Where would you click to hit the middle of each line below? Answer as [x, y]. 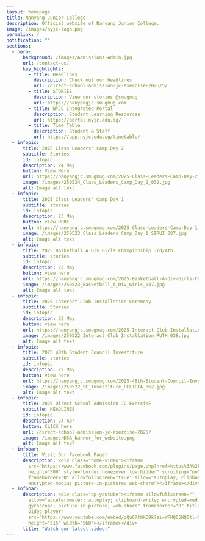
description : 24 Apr [49, 421]
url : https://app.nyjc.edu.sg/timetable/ [87, 137]
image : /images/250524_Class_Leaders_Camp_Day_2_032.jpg [96, 183]
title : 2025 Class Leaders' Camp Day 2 [73, 148]
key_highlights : [43, 69]
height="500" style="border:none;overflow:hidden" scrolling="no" [114, 472]
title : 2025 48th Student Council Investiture [83, 353]
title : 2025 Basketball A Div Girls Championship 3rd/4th [98, 250]
